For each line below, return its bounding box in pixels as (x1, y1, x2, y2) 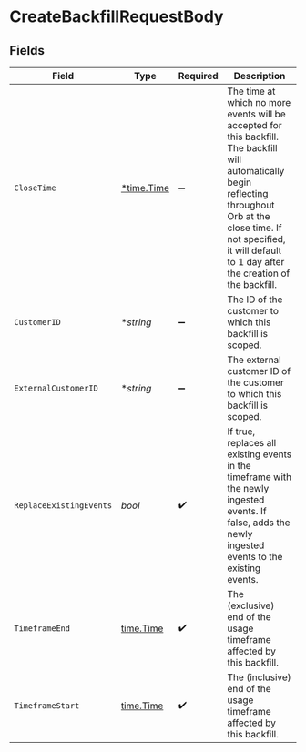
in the (227, 460, 252, 472)
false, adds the (227, 516, 291, 529)
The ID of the (227, 293, 283, 306)
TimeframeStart (14, 701, 80, 711)
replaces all (227, 437, 277, 449)
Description (233, 70, 286, 82)
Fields (9, 43, 46, 58)
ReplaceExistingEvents (14, 501, 112, 511)
